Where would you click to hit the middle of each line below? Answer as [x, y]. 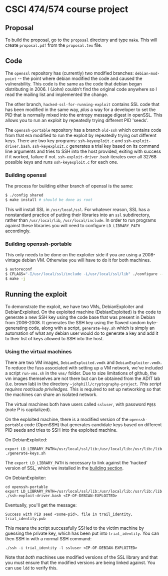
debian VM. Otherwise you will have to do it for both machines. [86, 260]
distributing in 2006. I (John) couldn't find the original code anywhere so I [81, 89]
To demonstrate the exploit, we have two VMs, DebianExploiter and [74, 306]
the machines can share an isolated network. [51, 394]
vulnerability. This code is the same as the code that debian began [73, 83]
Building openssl [26, 175]
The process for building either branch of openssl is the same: [69, 186]
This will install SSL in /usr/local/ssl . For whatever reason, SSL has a [77, 209]
